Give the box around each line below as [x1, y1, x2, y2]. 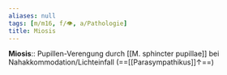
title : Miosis [8, 27, 57, 35]
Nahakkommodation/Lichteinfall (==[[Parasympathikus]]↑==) [8, 57, 215, 67]
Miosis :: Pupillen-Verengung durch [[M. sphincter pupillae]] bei [8, 49, 220, 59]
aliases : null [8, 11, 57, 20]
